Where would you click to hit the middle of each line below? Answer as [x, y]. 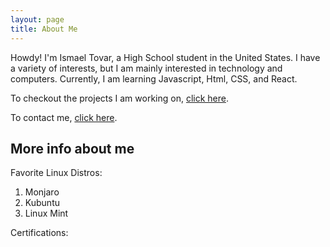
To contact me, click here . [64, 117]
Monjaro [42, 192]
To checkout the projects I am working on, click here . [120, 98]
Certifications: [39, 233]
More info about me [72, 148]
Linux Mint [46, 213]
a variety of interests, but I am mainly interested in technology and [146, 68]
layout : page [37, 19]
